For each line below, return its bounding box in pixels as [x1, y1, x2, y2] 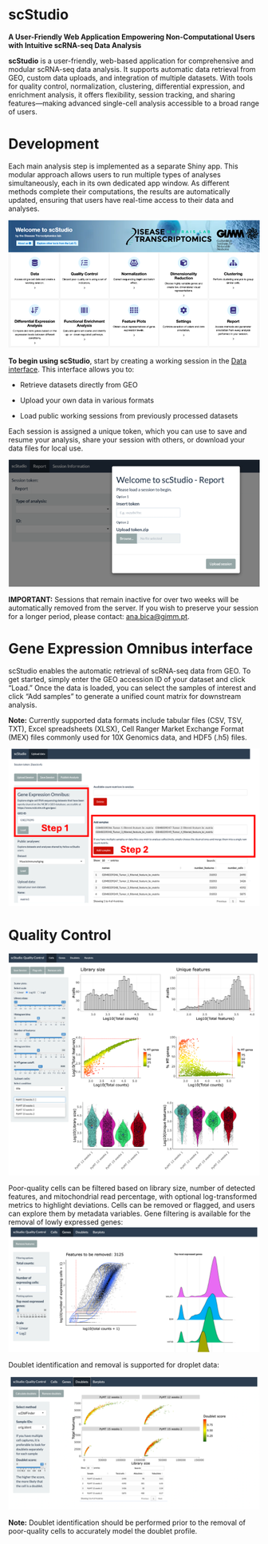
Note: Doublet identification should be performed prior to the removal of [8, 1518, 246, 1527]
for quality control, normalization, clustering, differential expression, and [8, 81, 246, 91]
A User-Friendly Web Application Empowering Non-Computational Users [8, 32, 255, 42]
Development [8, 135, 100, 153]
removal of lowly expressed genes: [8, 1217, 124, 1227]
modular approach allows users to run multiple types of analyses [8, 169, 221, 179]
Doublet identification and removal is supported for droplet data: [8, 1359, 219, 1369]
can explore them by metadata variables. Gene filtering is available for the [8, 1209, 251, 1218]
